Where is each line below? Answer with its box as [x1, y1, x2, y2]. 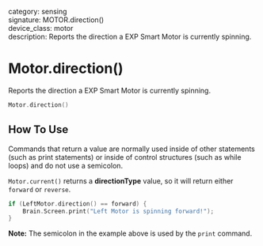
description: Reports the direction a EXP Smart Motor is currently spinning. [8, 32, 252, 41]
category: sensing [8, 7, 67, 16]
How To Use [8, 123, 69, 137]
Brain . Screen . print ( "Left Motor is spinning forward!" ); [22, 207, 215, 215]
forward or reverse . [8, 184, 71, 194]
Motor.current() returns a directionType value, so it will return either [8, 176, 234, 185]
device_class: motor [8, 24, 74, 32]
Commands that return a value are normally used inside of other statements [8, 144, 255, 153]
